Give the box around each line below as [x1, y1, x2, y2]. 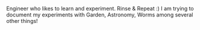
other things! [6, 18, 38, 24]
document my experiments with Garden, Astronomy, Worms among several [6, 11, 193, 18]
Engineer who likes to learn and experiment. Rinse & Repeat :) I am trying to [6, 5, 195, 12]
